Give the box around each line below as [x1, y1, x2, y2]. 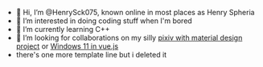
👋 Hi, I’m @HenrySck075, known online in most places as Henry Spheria [15, 8, 255, 17]
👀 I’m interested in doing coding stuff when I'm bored [15, 16, 193, 26]
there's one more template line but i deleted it [15, 50, 167, 59]
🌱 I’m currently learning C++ [15, 25, 110, 33]
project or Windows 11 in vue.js [15, 41, 119, 51]
